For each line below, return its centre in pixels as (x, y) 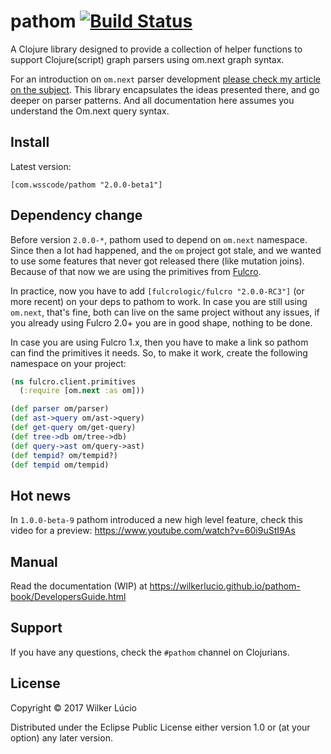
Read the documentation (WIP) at (79, 586)
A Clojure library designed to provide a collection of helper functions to (156, 49)
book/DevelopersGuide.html (68, 597)
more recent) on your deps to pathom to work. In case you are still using (159, 301)
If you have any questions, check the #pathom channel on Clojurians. (150, 652)
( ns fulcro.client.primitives (73, 381)
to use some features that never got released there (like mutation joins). (157, 261)
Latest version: (41, 166)
